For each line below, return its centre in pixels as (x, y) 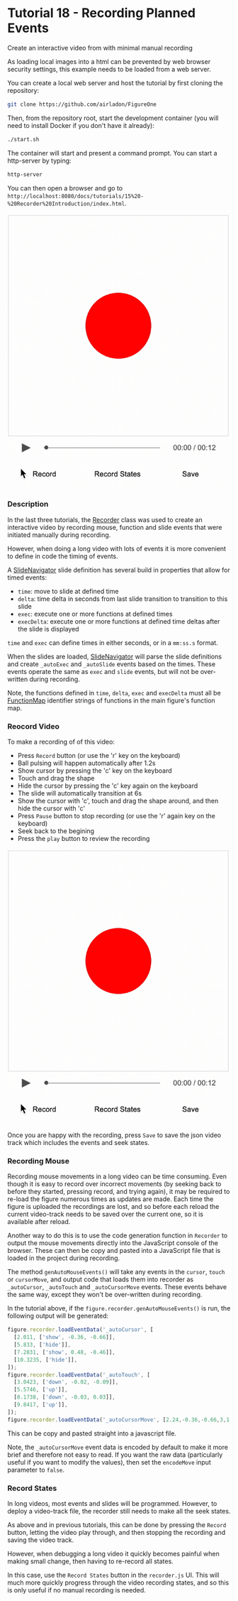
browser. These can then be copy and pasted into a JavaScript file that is (114, 1251)
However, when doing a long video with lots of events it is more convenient (117, 548)
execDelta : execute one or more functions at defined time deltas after (119, 621)
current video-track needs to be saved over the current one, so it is (106, 1214)
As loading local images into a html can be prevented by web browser (109, 61)
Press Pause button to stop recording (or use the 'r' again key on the (117, 816)
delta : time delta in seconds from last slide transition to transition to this (123, 599)
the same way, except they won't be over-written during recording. (105, 1295)
